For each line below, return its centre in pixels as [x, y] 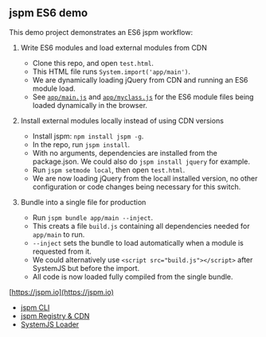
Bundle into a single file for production [83, 202]
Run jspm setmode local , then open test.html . [109, 169]
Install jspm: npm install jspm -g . [88, 136]
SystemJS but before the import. [86, 268]
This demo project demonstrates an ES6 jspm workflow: [101, 32]
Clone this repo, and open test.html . [93, 63]
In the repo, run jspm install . [81, 144]
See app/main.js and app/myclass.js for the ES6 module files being [143, 97]
